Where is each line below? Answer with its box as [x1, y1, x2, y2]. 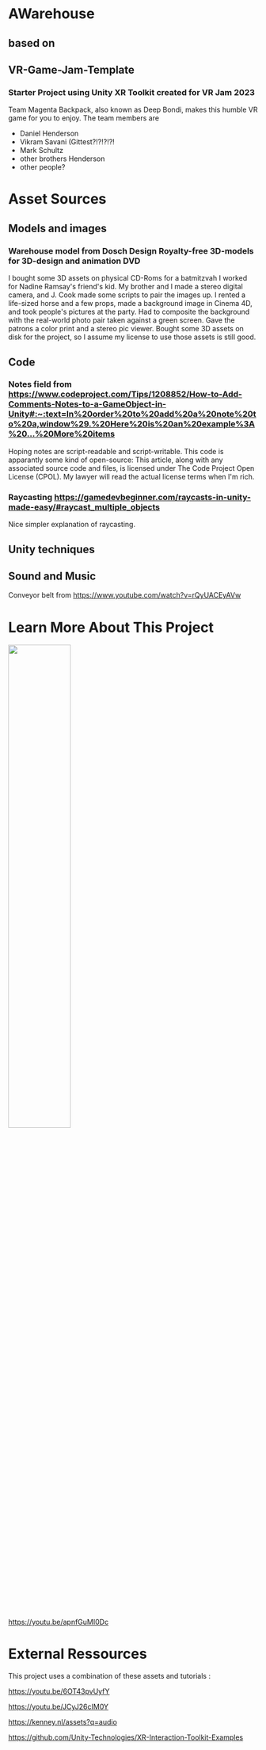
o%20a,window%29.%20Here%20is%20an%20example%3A [8, 418, 256, 430]
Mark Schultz [19, 146, 63, 155]
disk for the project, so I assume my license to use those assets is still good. [8, 332, 256, 342]
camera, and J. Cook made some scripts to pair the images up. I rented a [8, 290, 246, 300]
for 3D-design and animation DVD [8, 255, 141, 266]
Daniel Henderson [19, 128, 79, 139]
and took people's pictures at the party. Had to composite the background [8, 307, 250, 317]
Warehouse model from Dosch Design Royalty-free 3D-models [8, 245, 255, 256]
